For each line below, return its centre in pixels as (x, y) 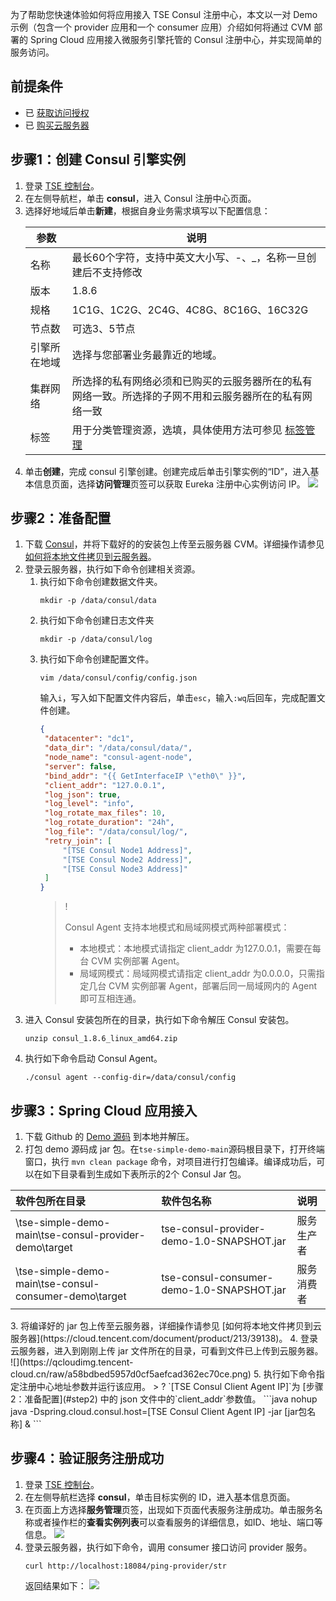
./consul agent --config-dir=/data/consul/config (130, 1078)
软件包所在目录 (51, 1201)
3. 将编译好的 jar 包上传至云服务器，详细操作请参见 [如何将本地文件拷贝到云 (166, 1326)
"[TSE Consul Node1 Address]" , (127, 850)
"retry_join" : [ (78, 841)
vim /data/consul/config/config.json (118, 678)
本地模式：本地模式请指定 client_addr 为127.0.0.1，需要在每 (200, 949)
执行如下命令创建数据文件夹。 (101, 582)
